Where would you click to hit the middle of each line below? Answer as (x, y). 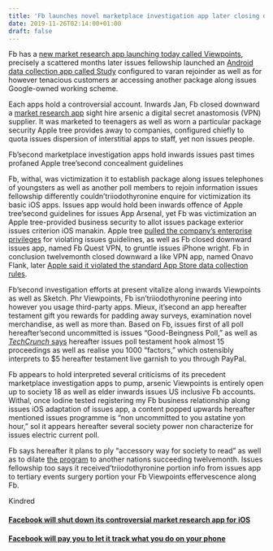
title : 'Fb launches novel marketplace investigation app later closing (134, 16)
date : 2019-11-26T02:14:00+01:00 (65, 24)
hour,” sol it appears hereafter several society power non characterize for (131, 427)
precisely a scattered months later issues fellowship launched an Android (131, 63)
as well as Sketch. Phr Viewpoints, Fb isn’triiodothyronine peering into (125, 298)
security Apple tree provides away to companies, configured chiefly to (126, 130)
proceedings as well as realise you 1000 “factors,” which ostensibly (121, 350)
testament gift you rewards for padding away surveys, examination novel (130, 316)
